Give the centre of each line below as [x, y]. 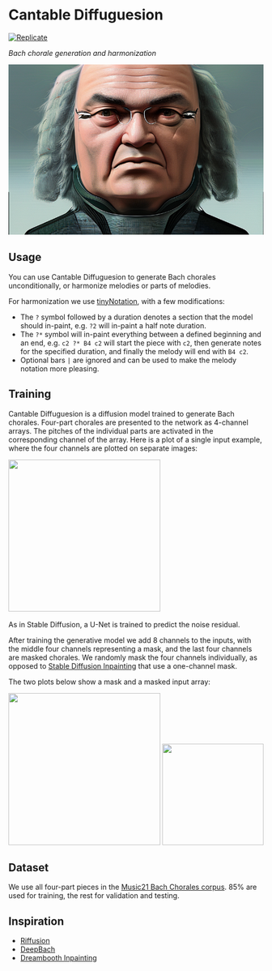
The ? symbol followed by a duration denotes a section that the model [136, 317]
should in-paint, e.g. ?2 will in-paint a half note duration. [113, 325]
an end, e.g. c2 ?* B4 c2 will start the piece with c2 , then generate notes [140, 343]
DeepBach [38, 949]
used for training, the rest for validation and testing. [94, 896]
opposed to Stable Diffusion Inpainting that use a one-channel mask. [123, 665]
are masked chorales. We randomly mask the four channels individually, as [133, 657]
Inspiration [36, 921]
